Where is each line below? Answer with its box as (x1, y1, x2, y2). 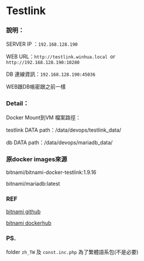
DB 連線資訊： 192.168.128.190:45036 (6, 71, 95, 78)
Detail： (6, 99, 29, 108)
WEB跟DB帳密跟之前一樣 (6, 83, 66, 91)
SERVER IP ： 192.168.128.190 (6, 41, 78, 48)
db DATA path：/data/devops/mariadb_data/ (6, 139, 113, 146)
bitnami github (6, 208, 41, 215)
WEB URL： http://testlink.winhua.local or (6, 53, 115, 60)
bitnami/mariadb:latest (6, 180, 60, 188)
